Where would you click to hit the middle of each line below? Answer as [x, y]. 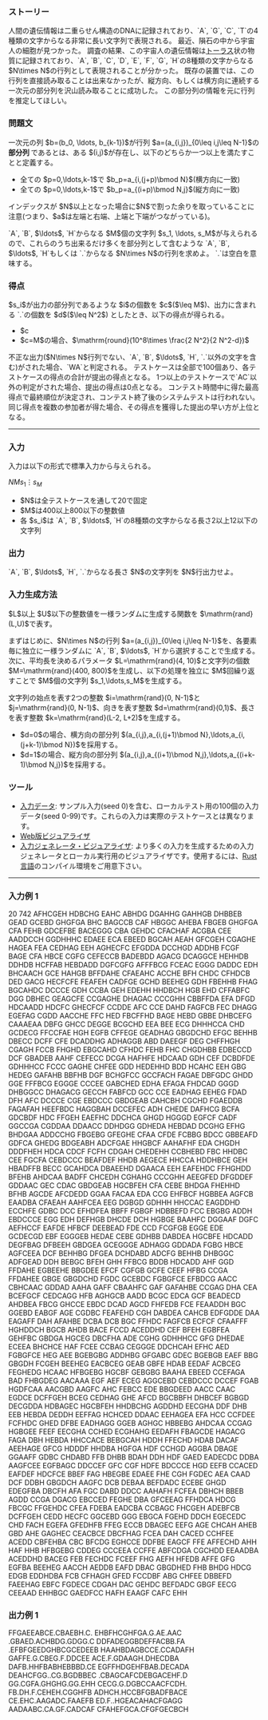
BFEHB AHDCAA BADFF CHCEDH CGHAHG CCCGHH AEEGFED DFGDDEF [131, 1177]
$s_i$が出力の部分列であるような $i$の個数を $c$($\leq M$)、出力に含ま [129, 304]
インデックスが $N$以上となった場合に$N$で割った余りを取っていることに [132, 206]
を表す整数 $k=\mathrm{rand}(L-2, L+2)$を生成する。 [97, 717]
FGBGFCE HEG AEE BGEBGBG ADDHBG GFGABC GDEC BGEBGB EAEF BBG [133, 1356]
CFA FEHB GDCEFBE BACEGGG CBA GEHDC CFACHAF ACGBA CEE [120, 931]
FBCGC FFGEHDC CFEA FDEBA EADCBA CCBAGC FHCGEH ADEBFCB [124, 1508]
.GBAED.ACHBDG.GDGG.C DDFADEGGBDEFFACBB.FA [97, 1642]
